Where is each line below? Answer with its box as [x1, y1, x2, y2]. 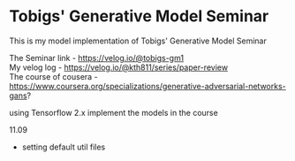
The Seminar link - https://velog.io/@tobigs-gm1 [9, 52, 184, 63]
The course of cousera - [9, 71, 99, 81]
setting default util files [21, 142, 106, 152]
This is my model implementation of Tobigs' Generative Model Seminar [9, 35, 267, 46]
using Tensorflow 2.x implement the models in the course [9, 107, 218, 118]
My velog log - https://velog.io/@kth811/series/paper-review [9, 62, 228, 73]
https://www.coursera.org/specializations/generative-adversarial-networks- [9, 80, 287, 91]
